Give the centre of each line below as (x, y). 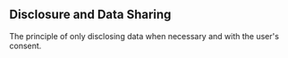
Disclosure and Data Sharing (90, 15)
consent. (25, 46)
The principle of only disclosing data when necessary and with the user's (144, 36)
